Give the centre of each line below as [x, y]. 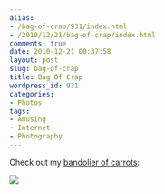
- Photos [26, 102]
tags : [19, 111]
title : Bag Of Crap [46, 77]
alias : [22, 18]
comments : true [38, 43]
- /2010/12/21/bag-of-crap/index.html [82, 35]
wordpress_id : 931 [44, 86]
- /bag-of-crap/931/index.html [68, 26]
